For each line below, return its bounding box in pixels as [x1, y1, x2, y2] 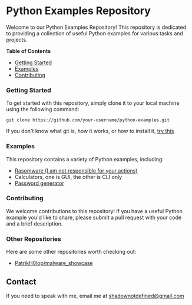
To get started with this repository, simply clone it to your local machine [6, 100, 180, 107]
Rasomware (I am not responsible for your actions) [14, 167, 138, 174]
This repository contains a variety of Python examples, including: [6, 155, 164, 163]
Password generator [14, 180, 64, 187]
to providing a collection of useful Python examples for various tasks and [6, 29, 184, 37]
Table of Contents [6, 47, 51, 54]
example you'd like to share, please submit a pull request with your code [6, 214, 181, 221]
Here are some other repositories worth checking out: [6, 248, 137, 256]
